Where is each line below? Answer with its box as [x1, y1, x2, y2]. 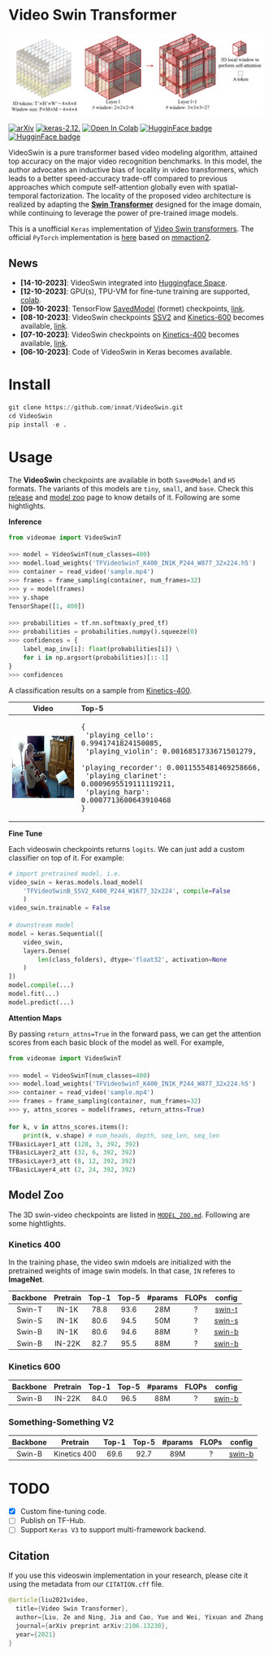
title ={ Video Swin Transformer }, [15, 1605, 129, 1613]
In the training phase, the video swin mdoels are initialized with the [8, 1257, 232, 1267]
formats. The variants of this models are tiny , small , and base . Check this [8, 483, 254, 493]
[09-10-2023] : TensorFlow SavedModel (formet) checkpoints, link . [19, 303, 245, 314]
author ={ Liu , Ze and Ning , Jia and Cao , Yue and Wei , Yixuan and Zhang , [15, 1613, 267, 1621]
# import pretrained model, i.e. [8, 869, 122, 878]
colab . [19, 295, 42, 305]
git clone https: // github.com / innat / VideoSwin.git [8, 404, 184, 412]
